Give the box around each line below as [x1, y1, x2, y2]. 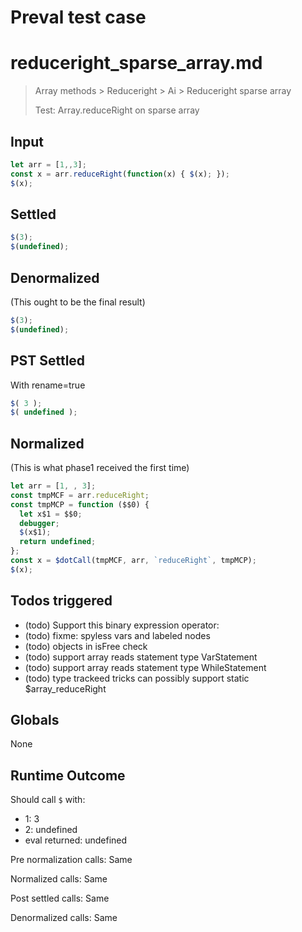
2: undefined [24, 824, 78, 836]
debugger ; [19, 518, 60, 528]
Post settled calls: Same [10, 892, 110, 905]
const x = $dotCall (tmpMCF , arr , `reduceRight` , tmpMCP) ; [10, 556, 257, 566]
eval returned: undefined [24, 834, 128, 846]
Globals [10, 712, 60, 729]
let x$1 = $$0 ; [19, 509, 83, 519]
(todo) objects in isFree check [24, 640, 148, 652]
